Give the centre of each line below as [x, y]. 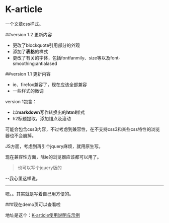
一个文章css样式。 [24, 24]
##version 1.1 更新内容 [28, 73]
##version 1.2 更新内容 [29, 34]
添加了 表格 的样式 [30, 51]
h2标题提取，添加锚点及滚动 [42, 118]
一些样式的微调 [28, 91]
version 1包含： [21, 101]
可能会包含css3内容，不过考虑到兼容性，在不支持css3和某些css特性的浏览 [82, 129]
